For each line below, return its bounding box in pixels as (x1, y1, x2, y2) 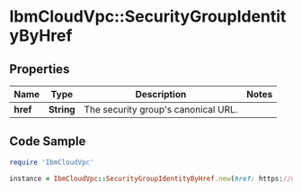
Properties (9, 61, 70, 77)
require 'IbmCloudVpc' (9, 158, 94, 167)
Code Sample (9, 133, 86, 150)
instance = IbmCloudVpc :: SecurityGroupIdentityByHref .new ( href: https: (9, 174, 283, 183)
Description (135, 88, 187, 100)
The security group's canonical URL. (84, 104, 238, 115)
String (48, 104, 75, 115)
